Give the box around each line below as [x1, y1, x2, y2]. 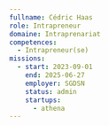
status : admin [25, 87, 77, 96]
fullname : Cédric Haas [9, 12, 93, 22]
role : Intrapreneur [9, 21, 82, 30]
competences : [9, 37, 58, 47]
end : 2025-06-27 [25, 71, 86, 80]
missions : [9, 54, 46, 63]
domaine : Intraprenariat [9, 29, 101, 38]
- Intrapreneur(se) [17, 46, 90, 55]
